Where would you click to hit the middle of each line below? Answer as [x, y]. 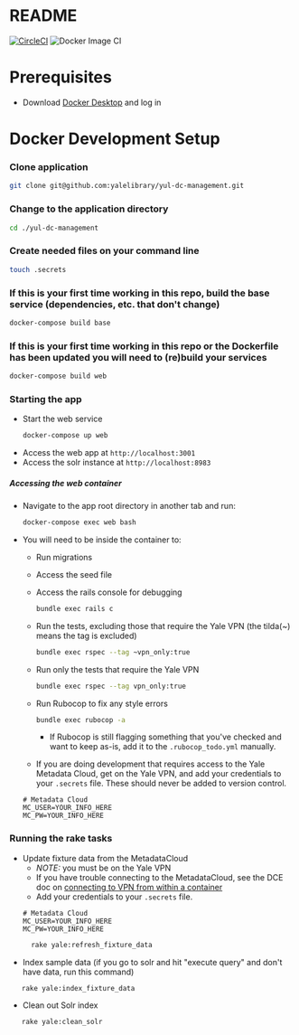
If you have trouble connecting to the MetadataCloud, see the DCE [159, 877]
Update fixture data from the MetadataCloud [105, 858]
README [43, 16]
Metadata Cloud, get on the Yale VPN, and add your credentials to [159, 774]
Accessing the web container [65, 483]
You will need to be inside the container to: [102, 540]
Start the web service [62, 419]
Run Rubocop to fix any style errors [102, 703]
